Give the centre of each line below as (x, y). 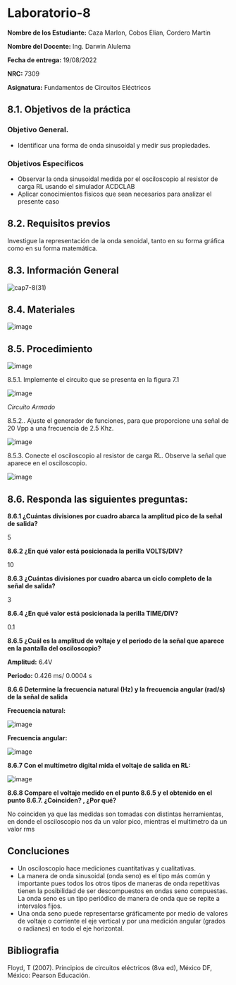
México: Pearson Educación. (49, 975)
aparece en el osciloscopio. (47, 463)
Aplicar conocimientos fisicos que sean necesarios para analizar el (114, 194)
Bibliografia (33, 951)
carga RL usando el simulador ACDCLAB (76, 186)
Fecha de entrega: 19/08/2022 (52, 60)
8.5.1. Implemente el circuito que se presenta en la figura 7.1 (93, 380)
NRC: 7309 (24, 74)
